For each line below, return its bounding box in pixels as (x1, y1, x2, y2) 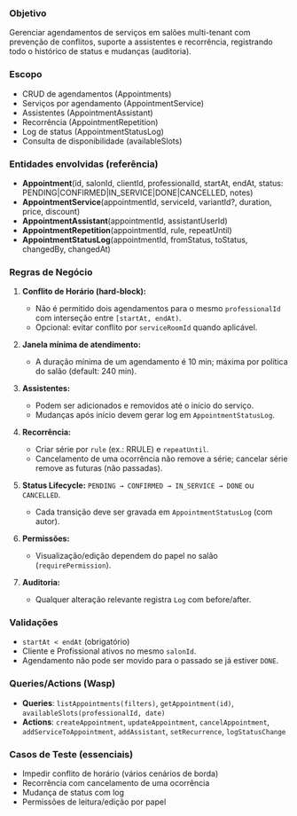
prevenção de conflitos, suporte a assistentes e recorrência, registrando (9, 36, 273, 47)
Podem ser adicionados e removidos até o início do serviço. (35, 400, 254, 411)
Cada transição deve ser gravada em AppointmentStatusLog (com (35, 506, 273, 517)
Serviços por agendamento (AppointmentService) (21, 98, 205, 108)
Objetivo (9, 7, 47, 20)
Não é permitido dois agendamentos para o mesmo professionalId (35, 303, 281, 314)
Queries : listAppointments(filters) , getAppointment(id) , (21, 697, 235, 708)
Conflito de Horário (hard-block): (21, 286, 146, 297)
